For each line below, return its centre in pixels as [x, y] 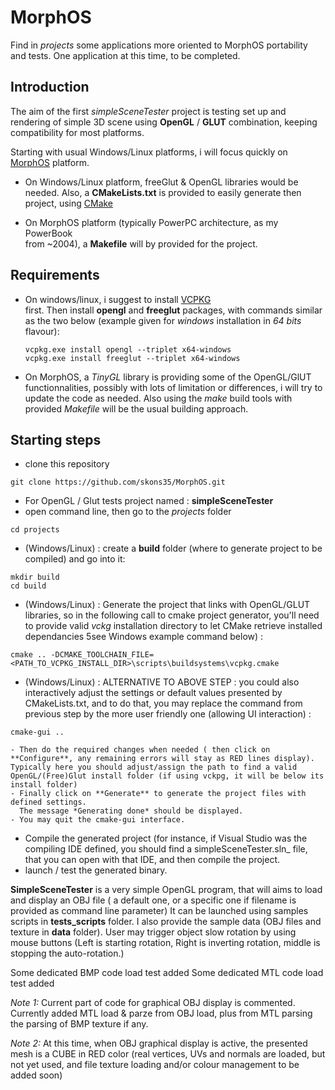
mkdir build [35, 577]
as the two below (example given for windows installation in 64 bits [163, 320]
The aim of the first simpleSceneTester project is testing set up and [148, 111]
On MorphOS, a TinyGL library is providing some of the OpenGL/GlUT [168, 377]
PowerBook [48, 233]
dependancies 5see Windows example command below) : [144, 637]
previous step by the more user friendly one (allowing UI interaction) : [168, 714]
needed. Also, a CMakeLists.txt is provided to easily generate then [163, 192]
